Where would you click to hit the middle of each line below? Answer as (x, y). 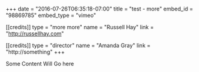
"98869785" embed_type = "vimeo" (51, 15)
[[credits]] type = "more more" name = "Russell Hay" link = (80, 27)
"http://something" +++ (35, 52)
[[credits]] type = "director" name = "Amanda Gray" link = (78, 45)
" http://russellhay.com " (35, 34)
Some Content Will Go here (40, 64)
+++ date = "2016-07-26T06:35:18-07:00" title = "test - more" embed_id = (99, 9)
